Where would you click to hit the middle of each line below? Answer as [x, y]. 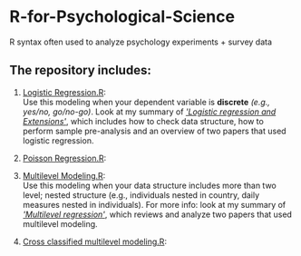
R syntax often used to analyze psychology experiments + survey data [141, 42]
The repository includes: [80, 70]
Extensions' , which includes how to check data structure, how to [143, 121]
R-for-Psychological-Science [122, 17]
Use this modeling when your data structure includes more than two [149, 185]
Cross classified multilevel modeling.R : [95, 241]
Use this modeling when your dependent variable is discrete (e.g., [146, 102]
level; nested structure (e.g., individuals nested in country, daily [141, 195]
